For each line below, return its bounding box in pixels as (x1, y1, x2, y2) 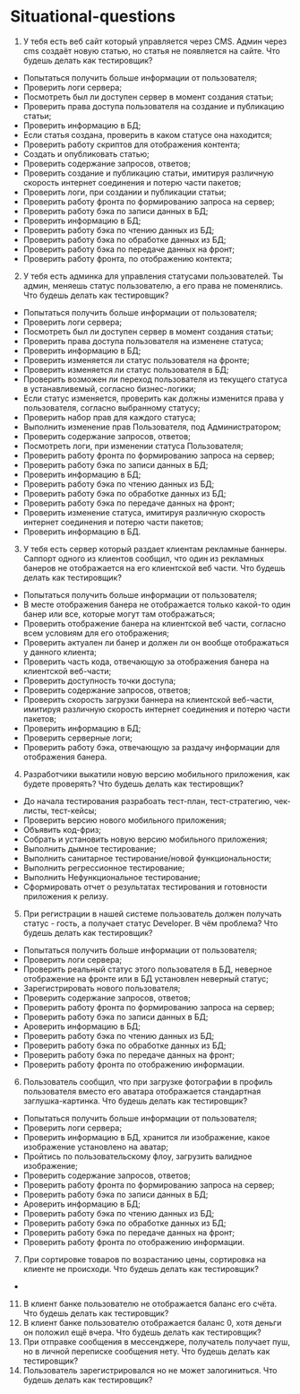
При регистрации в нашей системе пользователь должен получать (22, 908, 282, 919)
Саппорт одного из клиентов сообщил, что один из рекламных (22, 553, 265, 564)
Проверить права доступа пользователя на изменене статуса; (22, 335, 264, 346)
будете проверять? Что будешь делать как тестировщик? (22, 778, 244, 789)
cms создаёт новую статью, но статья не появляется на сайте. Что (22, 45, 280, 56)
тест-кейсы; (51, 805, 98, 816)
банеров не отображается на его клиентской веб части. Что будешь (22, 562, 286, 573)
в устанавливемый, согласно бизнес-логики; (22, 383, 196, 394)
